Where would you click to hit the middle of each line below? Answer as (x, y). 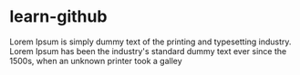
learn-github (58, 17)
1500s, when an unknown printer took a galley (96, 61)
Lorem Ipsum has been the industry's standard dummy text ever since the (148, 51)
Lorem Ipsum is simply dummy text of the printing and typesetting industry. (150, 42)
